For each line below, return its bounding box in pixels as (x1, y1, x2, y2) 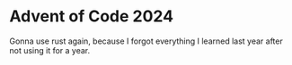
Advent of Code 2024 (9, 6, 173, 27)
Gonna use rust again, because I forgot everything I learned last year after (9, 36, 283, 46)
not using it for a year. (9, 45, 91, 55)
